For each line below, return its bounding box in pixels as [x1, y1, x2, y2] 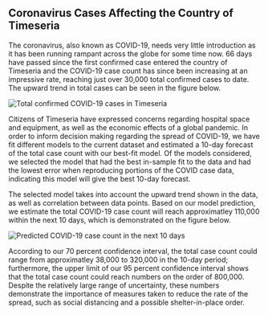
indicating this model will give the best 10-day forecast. [8, 174, 191, 183]
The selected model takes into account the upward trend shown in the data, [8, 189, 258, 199]
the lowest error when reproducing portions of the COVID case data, [8, 165, 234, 175]
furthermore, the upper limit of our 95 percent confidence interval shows [8, 263, 249, 272]
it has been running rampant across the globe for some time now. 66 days [8, 48, 253, 59]
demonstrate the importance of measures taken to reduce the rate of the [8, 288, 249, 298]
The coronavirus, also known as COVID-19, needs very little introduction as [8, 40, 257, 50]
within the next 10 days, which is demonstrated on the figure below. [8, 215, 231, 224]
